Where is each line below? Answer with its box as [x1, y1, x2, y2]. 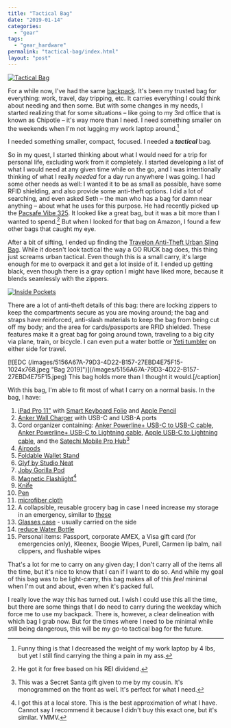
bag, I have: [8, 393, 41, 402]
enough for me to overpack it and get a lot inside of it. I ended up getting [8, 260, 213, 268]
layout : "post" [8, 55, 51, 62]
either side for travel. [8, 345, 67, 353]
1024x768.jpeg [8, 365, 50, 374]
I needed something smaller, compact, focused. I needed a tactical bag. [8, 138, 212, 146]
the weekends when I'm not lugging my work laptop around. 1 [8, 123, 180, 132]
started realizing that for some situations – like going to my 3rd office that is [8, 108, 221, 117]
